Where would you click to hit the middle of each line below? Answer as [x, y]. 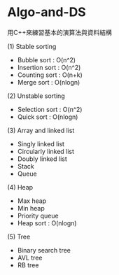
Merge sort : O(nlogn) [49, 82]
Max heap [32, 201]
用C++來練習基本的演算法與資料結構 [59, 32]
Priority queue [38, 216]
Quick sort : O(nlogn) [48, 117]
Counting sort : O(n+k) [50, 75]
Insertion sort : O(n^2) [49, 67]
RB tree [28, 265]
